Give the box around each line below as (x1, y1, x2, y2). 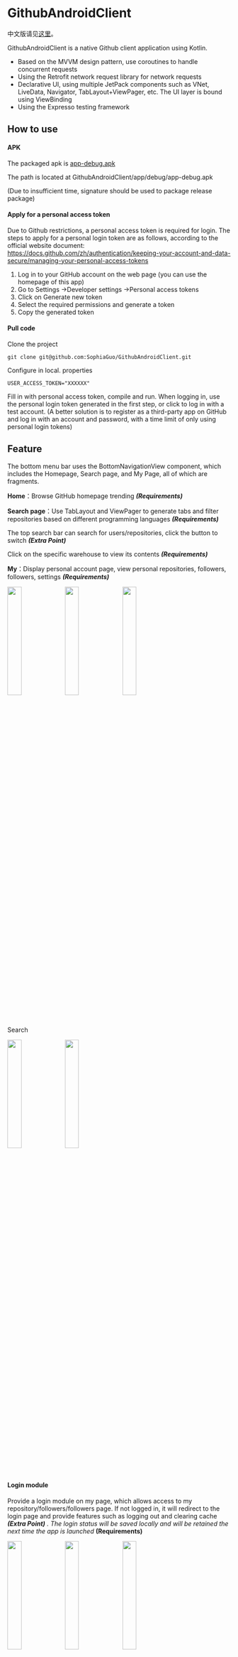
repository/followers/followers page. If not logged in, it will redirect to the (7, 1504, 220, 1513)
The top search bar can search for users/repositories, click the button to (7, 528, 218, 537)
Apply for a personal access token (7, 210, 110, 219)
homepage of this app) (17, 277, 85, 286)
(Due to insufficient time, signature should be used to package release (7, 186, 212, 195)
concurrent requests (17, 65, 78, 73)
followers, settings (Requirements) (7, 572, 110, 581)
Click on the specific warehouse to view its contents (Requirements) (7, 549, 208, 558)
